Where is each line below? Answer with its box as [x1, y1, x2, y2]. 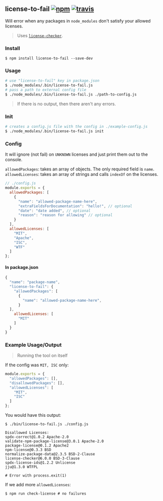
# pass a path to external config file [5, 88, 87, 93]
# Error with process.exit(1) [5, 473, 67, 478]
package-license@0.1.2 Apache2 [5, 443, 69, 448]
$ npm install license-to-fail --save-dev [5, 56, 93, 61]
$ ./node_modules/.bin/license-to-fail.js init [5, 129, 104, 134]
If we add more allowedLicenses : [5, 482, 71, 487]
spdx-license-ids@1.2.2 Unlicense [5, 460, 76, 465]
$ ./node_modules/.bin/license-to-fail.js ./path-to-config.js [5, 92, 137, 97]
